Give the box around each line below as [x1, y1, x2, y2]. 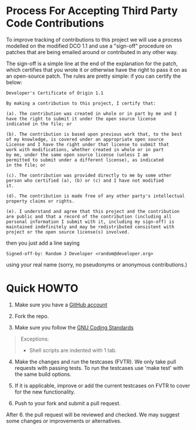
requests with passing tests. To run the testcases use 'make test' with [14, 364, 184, 371]
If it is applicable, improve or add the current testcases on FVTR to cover [14, 382, 191, 389]
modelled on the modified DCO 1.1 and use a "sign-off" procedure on [6, 42, 172, 49]
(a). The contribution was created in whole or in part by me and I [6, 111, 177, 116]
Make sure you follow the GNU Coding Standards [14, 324, 134, 331]
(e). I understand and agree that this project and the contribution [6, 208, 180, 214]
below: [6, 78, 22, 86]
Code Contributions [6, 16, 104, 30]
